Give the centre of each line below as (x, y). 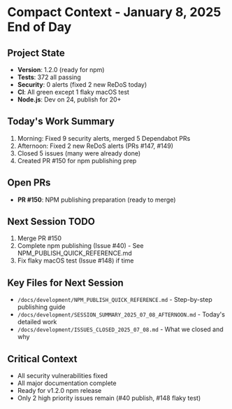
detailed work (37, 322)
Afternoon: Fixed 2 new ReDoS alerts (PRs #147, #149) (95, 146)
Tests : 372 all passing (49, 77)
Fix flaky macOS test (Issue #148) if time (75, 261)
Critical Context (42, 359)
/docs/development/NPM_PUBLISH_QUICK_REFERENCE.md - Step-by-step (115, 300)
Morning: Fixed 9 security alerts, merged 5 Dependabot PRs (104, 138)
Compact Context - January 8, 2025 (114, 12)
